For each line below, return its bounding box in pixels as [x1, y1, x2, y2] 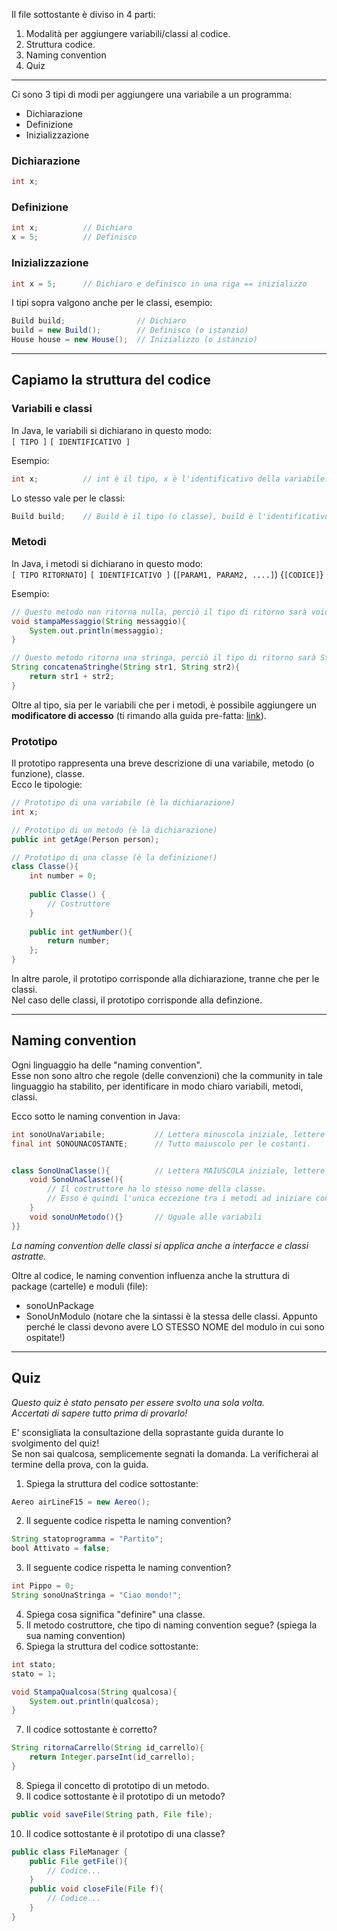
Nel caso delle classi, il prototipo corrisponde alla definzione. [11, 994, 263, 1006]
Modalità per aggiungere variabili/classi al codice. [25, 28, 231, 39]
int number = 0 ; [29, 871, 98, 881]
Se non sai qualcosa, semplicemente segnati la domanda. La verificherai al [11, 1447, 319, 1459]
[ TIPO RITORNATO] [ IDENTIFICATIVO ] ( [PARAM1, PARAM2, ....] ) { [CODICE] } [11, 568, 324, 580]
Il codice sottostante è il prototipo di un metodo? [25, 1790, 226, 1802]
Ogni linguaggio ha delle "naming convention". [11, 1059, 203, 1071]
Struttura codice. [25, 39, 96, 50]
